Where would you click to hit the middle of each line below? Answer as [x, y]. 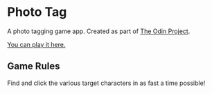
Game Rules [34, 66]
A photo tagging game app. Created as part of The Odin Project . [99, 31]
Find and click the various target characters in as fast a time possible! [106, 83]
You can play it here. [36, 44]
